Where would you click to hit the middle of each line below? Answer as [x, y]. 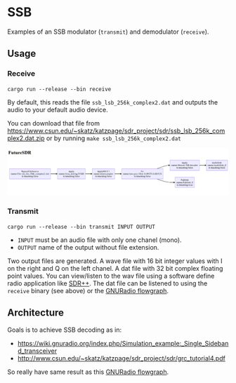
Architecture [36, 313]
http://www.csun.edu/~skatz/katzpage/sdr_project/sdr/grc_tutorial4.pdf [122, 358]
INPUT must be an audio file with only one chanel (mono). [99, 240]
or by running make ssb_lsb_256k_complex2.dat [113, 138]
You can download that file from [54, 123]
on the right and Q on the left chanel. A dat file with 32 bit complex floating [115, 268]
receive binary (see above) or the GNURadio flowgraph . [88, 290]
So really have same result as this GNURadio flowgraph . [88, 372]
